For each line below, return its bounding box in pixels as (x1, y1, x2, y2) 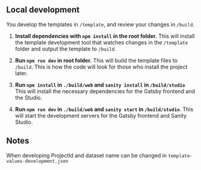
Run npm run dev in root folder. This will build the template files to (14, 56, 178, 64)
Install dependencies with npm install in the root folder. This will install (14, 32, 195, 40)
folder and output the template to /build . (14, 45, 116, 52)
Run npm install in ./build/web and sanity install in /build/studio (14, 81, 185, 88)
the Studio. (14, 94, 42, 101)
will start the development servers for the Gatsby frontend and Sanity (14, 112, 187, 119)
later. (14, 69, 28, 77)
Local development (6, 5, 80, 15)
